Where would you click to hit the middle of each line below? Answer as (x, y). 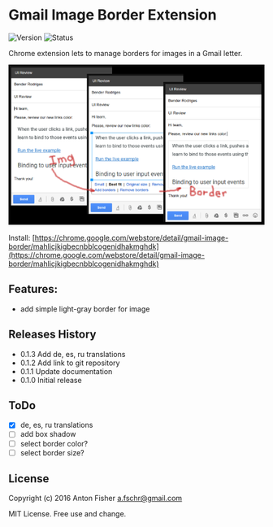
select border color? (54, 443)
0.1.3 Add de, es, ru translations (73, 354)
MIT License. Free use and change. (67, 514)
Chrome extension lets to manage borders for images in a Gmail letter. (126, 53)
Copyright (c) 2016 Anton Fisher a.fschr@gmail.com (95, 499)
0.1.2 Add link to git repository (70, 363)
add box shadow (48, 434)
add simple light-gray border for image (85, 309)
